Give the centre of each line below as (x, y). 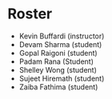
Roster (30, 14)
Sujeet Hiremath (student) (62, 78)
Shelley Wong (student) (58, 69)
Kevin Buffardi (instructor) (62, 36)
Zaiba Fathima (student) (58, 87)
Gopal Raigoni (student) (58, 53)
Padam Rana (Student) (56, 61)
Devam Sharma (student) (60, 44)
